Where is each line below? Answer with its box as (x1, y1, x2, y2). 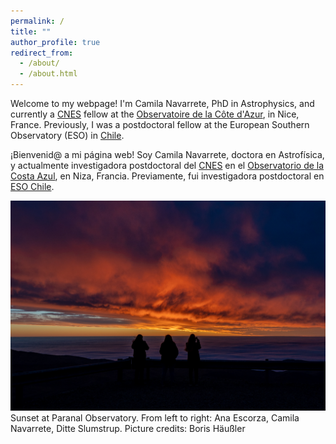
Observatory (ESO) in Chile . (10, 130, 125, 141)
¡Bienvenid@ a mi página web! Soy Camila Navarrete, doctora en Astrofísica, (10, 149, 325, 160)
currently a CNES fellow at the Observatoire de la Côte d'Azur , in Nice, (10, 108, 300, 120)
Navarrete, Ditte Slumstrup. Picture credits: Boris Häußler (10, 423, 246, 434)
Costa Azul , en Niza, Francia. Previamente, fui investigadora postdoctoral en (10, 170, 325, 182)
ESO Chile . (10, 181, 55, 192)
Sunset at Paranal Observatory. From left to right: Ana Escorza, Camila (10, 412, 300, 424)
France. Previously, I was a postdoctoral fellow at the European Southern (10, 119, 310, 130)
